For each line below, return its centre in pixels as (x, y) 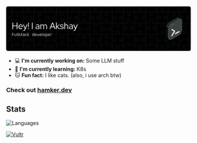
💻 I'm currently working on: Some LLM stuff (69, 60)
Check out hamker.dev (39, 90)
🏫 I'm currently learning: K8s (50, 69)
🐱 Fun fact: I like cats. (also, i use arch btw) (68, 75)
